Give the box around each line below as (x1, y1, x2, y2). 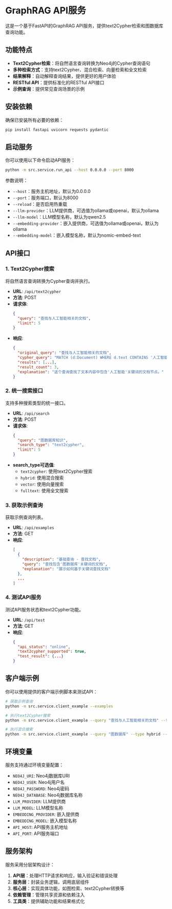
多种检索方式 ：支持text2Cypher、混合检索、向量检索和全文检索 (12, 66, 147, 72)
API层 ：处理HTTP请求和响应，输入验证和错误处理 (12, 872, 118, 878)
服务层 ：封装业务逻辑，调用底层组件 (12, 879, 90, 885)
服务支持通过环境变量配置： (5, 762, 64, 768)
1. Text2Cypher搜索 (5, 265, 55, 273)
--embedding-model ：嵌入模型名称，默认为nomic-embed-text (12, 232, 141, 239)
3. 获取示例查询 (5, 501, 44, 509)
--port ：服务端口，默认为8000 (12, 195, 78, 201)
